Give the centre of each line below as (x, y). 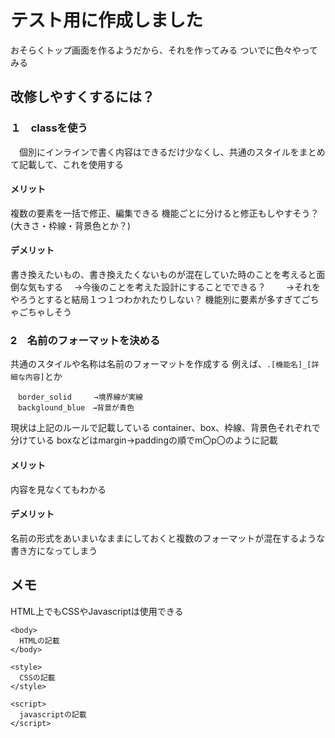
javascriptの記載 (53, 714)
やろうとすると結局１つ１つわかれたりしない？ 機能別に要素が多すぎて (156, 300)
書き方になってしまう (54, 550)
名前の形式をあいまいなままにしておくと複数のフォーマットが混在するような (168, 538)
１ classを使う (49, 128)
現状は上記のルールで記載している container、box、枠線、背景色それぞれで (165, 428)
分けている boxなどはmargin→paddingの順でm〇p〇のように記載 (144, 440)
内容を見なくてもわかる (58, 489)
